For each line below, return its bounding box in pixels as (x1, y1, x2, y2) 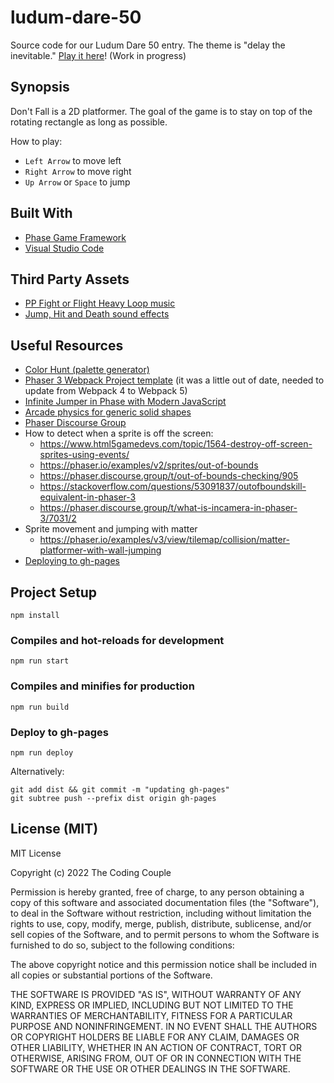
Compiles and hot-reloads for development (10, 633, 225, 647)
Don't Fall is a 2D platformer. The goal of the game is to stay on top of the (10, 105, 313, 117)
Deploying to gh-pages (24, 555, 120, 567)
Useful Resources (10, 337, 124, 354)
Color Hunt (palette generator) (24, 364, 150, 376)
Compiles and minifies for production (10, 679, 195, 693)
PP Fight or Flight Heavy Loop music (24, 297, 176, 310)
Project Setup (10, 584, 98, 601)
